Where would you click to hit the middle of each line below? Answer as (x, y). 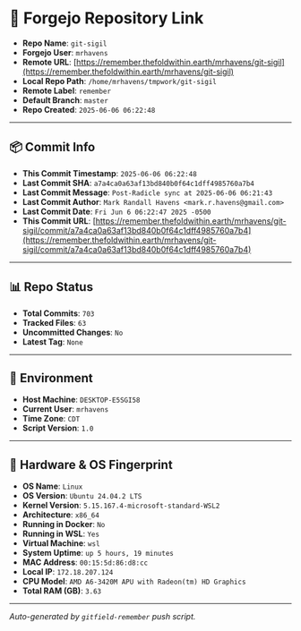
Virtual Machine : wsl (61, 543)
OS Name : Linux (52, 486)
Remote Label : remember (67, 90)
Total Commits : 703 (58, 313)
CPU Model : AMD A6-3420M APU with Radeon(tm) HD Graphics (134, 582)
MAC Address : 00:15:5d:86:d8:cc (85, 562)
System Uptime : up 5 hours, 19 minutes (98, 553)
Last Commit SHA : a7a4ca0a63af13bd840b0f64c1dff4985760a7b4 (138, 183)
